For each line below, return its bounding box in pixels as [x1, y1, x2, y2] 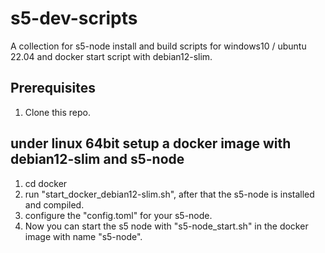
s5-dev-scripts [10, 7, 138, 30]
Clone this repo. [24, 106, 91, 118]
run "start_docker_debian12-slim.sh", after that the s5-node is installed [24, 188, 315, 200]
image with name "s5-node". [24, 230, 143, 242]
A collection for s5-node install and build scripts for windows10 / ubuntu [10, 40, 307, 52]
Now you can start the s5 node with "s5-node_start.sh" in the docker [24, 220, 309, 232]
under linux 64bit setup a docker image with [10, 135, 292, 152]
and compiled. [24, 198, 85, 211]
